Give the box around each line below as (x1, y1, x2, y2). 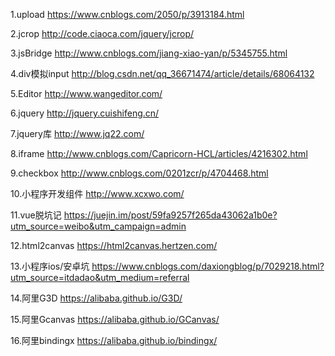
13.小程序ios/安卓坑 (10, 260, 90, 272)
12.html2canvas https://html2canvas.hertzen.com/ (10, 240, 218, 251)
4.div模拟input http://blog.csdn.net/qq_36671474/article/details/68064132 (10, 68, 315, 79)
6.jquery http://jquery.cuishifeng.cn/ (10, 107, 160, 119)
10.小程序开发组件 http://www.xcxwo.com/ (10, 188, 185, 199)
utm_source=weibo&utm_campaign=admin (10, 220, 187, 232)
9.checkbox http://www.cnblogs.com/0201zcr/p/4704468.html (10, 167, 269, 179)
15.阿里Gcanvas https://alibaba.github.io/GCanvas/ (10, 314, 220, 325)
